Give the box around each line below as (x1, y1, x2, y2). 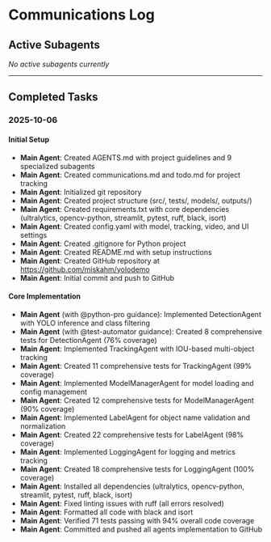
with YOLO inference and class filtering (19, 318, 151, 328)
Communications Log (8, 6, 155, 24)
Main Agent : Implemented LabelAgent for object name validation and (19, 413, 251, 422)
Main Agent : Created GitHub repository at (19, 256, 160, 265)
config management (19, 387, 87, 396)
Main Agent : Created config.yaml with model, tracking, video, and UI (19, 221, 249, 231)
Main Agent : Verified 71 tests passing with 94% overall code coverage (19, 515, 255, 525)
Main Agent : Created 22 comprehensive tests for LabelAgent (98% (19, 430, 244, 439)
